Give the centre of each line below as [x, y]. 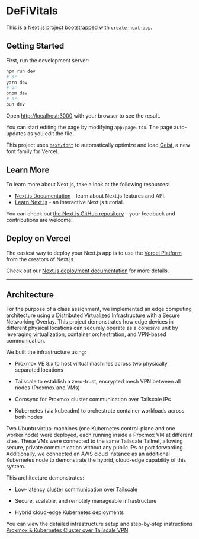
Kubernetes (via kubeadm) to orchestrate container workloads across [99, 411]
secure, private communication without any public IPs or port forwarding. [95, 448]
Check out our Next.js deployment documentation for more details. [88, 271]
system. [16, 467]
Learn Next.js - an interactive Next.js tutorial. [69, 202]
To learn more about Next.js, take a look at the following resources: [88, 184]
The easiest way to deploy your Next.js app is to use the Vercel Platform [94, 253]
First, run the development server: [48, 60]
